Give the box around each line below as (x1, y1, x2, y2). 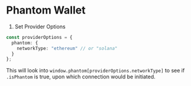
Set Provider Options (14, 23, 66, 30)
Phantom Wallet (6, 4, 86, 17)
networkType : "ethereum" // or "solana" (17, 45, 118, 51)
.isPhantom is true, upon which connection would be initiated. (6, 73, 156, 80)
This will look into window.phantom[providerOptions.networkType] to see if (6, 67, 185, 74)
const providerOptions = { (6, 34, 73, 40)
